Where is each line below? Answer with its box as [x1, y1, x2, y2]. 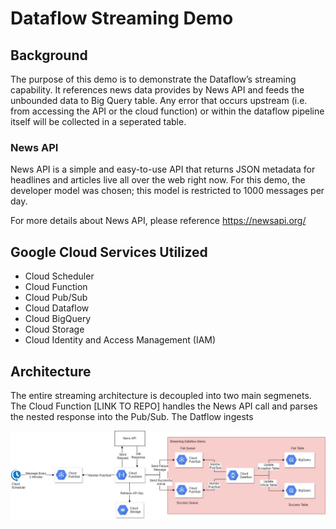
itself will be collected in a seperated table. [10, 116, 187, 127]
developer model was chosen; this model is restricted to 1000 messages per [10, 185, 325, 197]
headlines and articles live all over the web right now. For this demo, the [10, 174, 306, 186]
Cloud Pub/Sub [24, 292, 88, 304]
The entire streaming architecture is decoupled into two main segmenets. [10, 389, 312, 401]
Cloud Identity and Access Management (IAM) [24, 334, 217, 346]
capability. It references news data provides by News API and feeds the [10, 84, 305, 96]
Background [10, 47, 88, 64]
